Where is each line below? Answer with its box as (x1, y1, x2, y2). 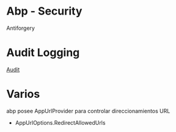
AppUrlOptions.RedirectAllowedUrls (15, 119, 106, 126)
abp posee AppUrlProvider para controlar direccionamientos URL (6, 107, 170, 114)
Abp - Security (6, 4, 82, 18)
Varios (6, 87, 40, 101)
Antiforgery (6, 24, 35, 32)
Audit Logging (6, 46, 80, 60)
